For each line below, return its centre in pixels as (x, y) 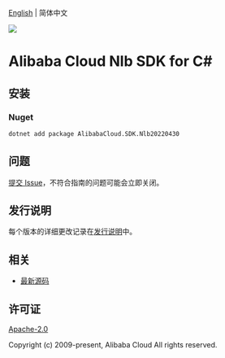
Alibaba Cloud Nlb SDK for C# (110, 61)
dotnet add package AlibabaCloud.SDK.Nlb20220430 (94, 133)
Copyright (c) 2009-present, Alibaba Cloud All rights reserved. (113, 345)
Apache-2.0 (28, 329)
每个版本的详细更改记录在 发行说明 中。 (72, 232)
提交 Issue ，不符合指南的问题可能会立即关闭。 (86, 182)
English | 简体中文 (38, 13)
